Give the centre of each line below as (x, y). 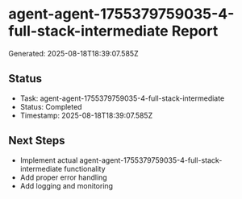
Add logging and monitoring (67, 185)
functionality (85, 168)
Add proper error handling (63, 177)
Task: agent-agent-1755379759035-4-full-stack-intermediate (122, 98)
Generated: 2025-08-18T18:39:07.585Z (73, 53)
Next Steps (37, 141)
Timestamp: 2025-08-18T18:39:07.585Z (86, 115)
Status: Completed (51, 106)
